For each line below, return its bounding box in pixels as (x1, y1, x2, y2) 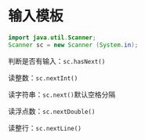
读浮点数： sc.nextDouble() (8, 106, 96, 116)
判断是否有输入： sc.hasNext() (8, 56, 106, 65)
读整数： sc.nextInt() (8, 72, 78, 83)
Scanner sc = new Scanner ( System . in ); (8, 41, 139, 49)
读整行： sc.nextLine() (8, 123, 82, 132)
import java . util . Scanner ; (8, 33, 96, 42)
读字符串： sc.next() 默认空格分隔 (8, 90, 116, 99)
